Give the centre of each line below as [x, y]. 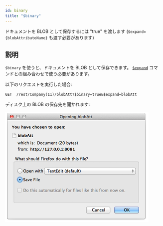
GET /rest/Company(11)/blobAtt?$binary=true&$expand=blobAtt [71, 95]
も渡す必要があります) [72, 37]
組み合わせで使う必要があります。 [57, 74]
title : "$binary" [23, 16]
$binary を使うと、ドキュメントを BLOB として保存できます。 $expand [77, 68]
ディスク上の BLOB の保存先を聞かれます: [48, 104]
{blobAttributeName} [27, 38]
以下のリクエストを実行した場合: [39, 84]
